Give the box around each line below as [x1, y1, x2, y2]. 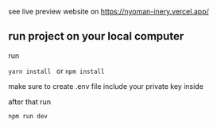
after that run [8, 97, 52, 106]
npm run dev [8, 112, 48, 120]
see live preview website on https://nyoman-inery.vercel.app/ [8, 7, 209, 16]
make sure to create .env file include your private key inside [8, 81, 204, 90]
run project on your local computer [8, 29, 184, 43]
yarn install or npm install [8, 66, 105, 75]
